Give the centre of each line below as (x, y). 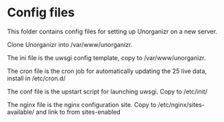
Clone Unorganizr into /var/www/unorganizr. (70, 44)
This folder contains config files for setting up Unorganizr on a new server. (112, 31)
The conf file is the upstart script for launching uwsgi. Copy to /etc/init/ (107, 91)
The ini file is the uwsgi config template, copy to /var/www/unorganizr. (107, 58)
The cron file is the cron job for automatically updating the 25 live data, (107, 71)
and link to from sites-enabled (78, 112)
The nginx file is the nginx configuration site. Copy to (82, 104)
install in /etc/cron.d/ (36, 78)
